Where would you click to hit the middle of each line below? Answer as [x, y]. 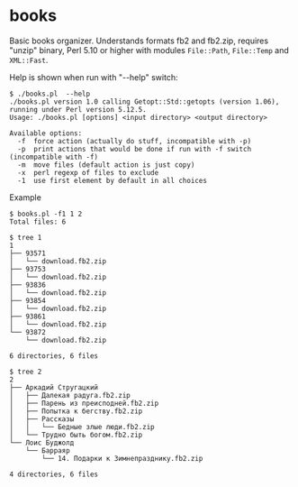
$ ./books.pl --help [50, 94]
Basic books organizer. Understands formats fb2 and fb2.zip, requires [139, 41]
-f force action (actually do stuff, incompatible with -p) [135, 141]
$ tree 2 [26, 372]
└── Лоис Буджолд [42, 443]
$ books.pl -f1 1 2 [46, 214]
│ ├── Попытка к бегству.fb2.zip [76, 411]
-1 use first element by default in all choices [112, 180]
